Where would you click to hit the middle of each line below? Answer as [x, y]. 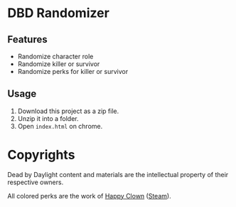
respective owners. [36, 182]
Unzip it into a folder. [48, 118]
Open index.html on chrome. [60, 126]
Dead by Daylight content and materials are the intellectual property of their [118, 174]
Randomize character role [55, 56]
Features [27, 39]
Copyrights [41, 155]
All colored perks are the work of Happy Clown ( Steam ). [90, 196]
